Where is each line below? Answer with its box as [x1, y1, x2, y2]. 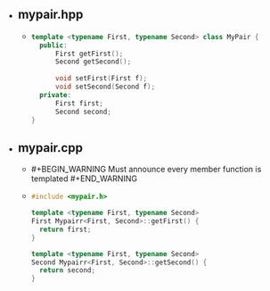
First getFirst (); [54, 49, 124, 58]
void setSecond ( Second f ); [54, 82, 156, 92]
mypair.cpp [17, 140, 83, 155]
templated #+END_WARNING [30, 173, 138, 184]
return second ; [38, 266, 96, 275]
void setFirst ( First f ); [54, 74, 148, 83]
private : [38, 90, 72, 99]
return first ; [38, 225, 92, 234]
